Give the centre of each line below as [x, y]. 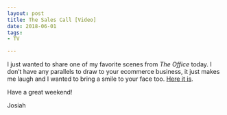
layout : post [26, 13]
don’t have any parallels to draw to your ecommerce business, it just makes [113, 72]
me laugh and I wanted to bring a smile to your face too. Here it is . [100, 79]
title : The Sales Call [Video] [52, 20]
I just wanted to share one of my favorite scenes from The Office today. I [110, 64]
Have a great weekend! [40, 92]
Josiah [16, 105]
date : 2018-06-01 [32, 26]
